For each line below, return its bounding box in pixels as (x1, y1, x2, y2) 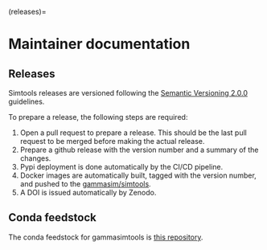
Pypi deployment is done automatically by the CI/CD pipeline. (19, 162, 224, 171)
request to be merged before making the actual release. (19, 137, 205, 145)
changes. (19, 154, 51, 163)
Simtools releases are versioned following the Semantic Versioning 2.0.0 (8, 88, 248, 97)
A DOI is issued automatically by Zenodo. (19, 188, 157, 197)
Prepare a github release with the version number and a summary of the (19, 145, 259, 154)
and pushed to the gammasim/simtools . (19, 179, 151, 188)
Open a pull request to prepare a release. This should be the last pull (19, 128, 247, 137)
